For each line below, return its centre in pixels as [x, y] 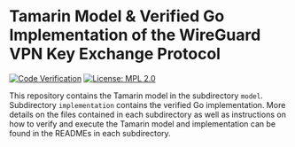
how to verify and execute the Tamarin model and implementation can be [143, 124]
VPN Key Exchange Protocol [115, 54]
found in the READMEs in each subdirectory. [90, 133]
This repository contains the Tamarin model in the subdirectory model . [136, 96]
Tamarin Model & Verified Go [117, 16]
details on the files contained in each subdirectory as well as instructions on [147, 114]
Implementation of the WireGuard [135, 35]
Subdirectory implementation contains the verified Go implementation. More [147, 104]
